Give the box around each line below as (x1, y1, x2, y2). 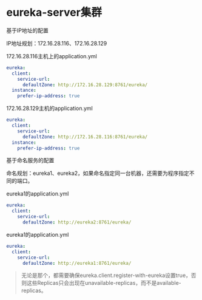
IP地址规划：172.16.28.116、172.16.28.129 (6, 39, 107, 47)
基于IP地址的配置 (6, 27, 49, 34)
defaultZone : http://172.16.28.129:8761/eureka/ (22, 81, 148, 88)
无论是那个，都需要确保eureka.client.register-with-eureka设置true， (21, 271, 191, 279)
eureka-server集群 (6, 5, 102, 19)
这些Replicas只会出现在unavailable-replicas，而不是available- (26, 279, 182, 287)
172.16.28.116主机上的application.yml (6, 52, 97, 60)
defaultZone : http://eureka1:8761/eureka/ (22, 260, 132, 266)
